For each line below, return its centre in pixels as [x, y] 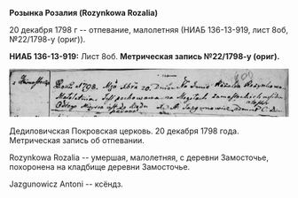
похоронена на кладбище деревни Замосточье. [100, 167]
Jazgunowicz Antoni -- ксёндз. [67, 184]
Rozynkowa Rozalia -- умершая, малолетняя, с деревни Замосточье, [139, 157]
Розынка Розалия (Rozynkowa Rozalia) [83, 13]
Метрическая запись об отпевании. [77, 141]
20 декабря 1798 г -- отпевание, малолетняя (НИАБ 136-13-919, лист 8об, [149, 30]
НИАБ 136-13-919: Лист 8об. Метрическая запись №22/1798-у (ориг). [145, 56]
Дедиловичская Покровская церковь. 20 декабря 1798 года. [124, 131]
